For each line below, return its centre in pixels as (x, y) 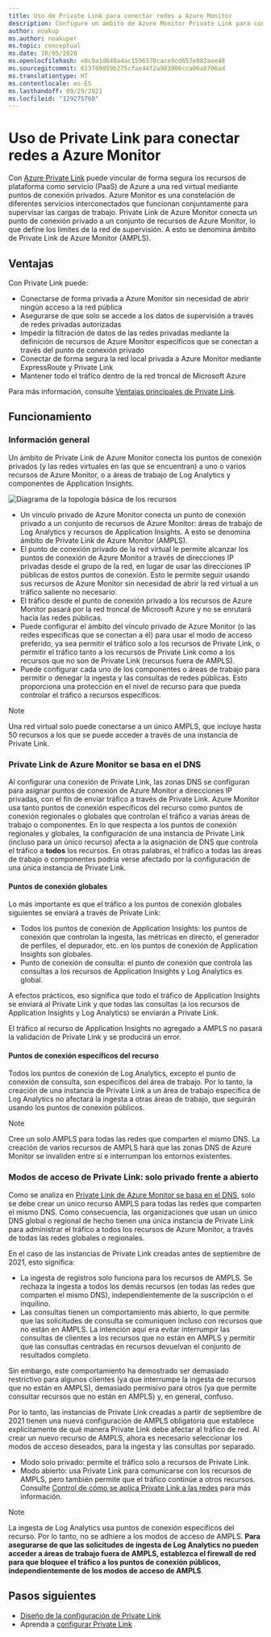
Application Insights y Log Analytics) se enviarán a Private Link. (114, 1013)
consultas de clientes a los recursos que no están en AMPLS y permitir (138, 1337)
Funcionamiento (50, 417)
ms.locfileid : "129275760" (54, 99)
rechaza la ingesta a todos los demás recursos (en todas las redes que (138, 1286)
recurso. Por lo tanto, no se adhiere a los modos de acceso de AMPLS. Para (134, 1536)
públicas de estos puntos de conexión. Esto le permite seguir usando (135, 574)
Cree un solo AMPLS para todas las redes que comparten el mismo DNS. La (134, 1139)
